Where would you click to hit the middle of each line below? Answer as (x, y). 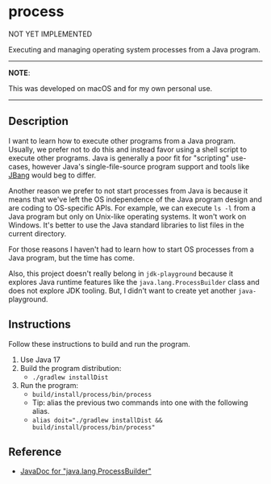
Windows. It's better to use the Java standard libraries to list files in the (126, 225)
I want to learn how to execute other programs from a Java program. (122, 140)
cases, (19, 166)
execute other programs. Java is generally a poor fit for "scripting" (119, 158)
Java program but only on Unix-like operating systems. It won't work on (127, 216)
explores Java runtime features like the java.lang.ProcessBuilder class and (134, 282)
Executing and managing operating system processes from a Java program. (134, 49)
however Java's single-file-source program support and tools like (141, 166)
